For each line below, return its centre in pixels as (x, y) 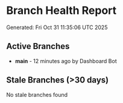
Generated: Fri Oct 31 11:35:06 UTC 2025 (57, 27)
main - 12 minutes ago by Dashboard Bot (66, 61)
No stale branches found (37, 95)
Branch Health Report (61, 11)
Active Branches (38, 46)
